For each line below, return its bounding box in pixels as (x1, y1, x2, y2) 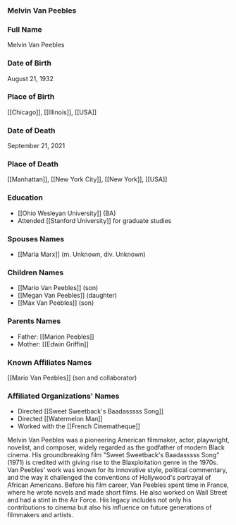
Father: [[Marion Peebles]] (17, 332, 94, 341)
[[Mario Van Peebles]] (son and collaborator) (7, 373, 137, 382)
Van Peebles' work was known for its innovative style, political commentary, (7, 466, 228, 474)
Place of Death (7, 159, 58, 169)
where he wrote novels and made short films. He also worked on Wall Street (7, 488, 228, 497)
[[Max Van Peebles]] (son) (17, 298, 94, 307)
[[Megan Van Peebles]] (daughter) (17, 291, 118, 300)
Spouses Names (7, 234, 65, 243)
